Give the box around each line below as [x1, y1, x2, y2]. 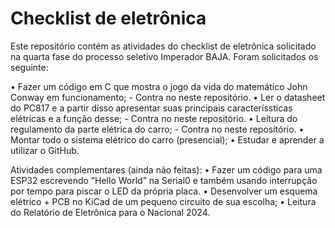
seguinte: [10, 61, 49, 73]
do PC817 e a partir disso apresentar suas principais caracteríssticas [10, 102, 293, 114]
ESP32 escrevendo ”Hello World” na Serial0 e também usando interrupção [10, 174, 318, 186]
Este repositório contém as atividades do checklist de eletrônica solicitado [10, 40, 317, 52]
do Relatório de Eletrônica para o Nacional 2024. [10, 206, 211, 218]
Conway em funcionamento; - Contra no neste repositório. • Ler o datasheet [10, 91, 326, 103]
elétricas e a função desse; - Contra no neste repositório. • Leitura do [10, 112, 298, 124]
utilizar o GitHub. [10, 144, 80, 156]
